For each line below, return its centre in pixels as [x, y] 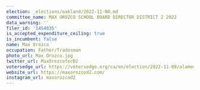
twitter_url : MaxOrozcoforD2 [42, 61]
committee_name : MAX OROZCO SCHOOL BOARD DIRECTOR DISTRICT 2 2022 [92, 17]
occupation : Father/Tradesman [44, 50]
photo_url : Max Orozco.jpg [40, 56]
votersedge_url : [26, 67]
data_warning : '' [28, 22]
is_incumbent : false [32, 39]
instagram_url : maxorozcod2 [41, 78]
